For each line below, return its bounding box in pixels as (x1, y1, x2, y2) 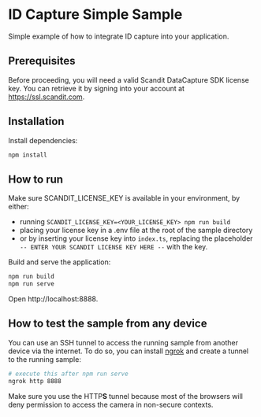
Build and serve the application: (8, 257, 111, 267)
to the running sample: (8, 354, 81, 363)
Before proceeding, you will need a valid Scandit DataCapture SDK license (8, 75, 250, 84)
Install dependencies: (8, 135, 78, 145)
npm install (8, 151, 47, 159)
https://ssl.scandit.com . (8, 92, 85, 101)
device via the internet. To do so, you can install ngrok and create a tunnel (8, 346, 249, 356)
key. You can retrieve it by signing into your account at (8, 83, 185, 93)
